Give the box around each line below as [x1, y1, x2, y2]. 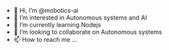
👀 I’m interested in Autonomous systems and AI [13, 14, 147, 22]
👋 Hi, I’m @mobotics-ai [13, 7, 79, 14]
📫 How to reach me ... [13, 36, 77, 43]
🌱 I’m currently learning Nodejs [13, 21, 101, 28]
